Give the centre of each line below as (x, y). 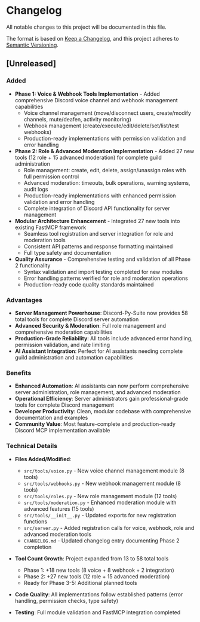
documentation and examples (51, 418)
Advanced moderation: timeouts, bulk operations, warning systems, (107, 182)
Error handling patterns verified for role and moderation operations (106, 278)
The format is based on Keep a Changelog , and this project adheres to (93, 38)
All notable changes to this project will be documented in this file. (87, 27)
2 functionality (33, 265)
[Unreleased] (31, 64)
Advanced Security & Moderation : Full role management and (90, 325)
